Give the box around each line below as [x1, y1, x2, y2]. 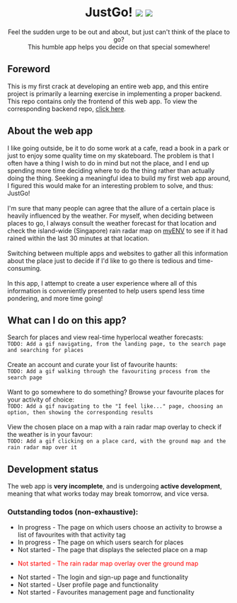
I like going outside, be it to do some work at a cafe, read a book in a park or [7, 144, 230, 152]
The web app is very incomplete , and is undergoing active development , [7, 482, 223, 491]
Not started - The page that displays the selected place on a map [17, 546, 208, 554]
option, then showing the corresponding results [7, 409, 154, 416]
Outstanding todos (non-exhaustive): [7, 507, 139, 517]
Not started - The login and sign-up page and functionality [17, 573, 189, 582]
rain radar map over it [7, 444, 78, 451]
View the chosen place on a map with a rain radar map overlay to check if [7, 423, 221, 431]
